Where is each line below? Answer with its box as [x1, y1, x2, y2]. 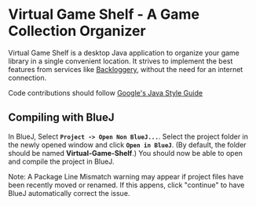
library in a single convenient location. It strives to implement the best [8, 56, 233, 66]
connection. [8, 73, 47, 82]
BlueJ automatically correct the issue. [8, 188, 130, 197]
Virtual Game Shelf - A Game [8, 5, 200, 23]
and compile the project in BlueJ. [8, 157, 115, 166]
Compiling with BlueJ [8, 111, 115, 125]
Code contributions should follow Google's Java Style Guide [8, 88, 203, 97]
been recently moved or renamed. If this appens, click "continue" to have [8, 180, 245, 190]
